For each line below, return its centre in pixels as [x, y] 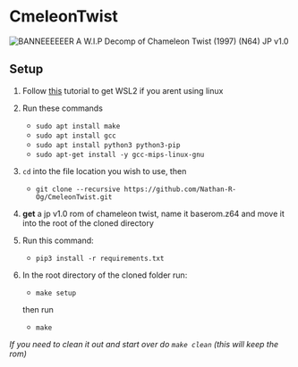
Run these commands [62, 108]
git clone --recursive [78, 189]
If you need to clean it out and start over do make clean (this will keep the [144, 344]
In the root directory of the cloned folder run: [105, 275]
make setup [56, 293]
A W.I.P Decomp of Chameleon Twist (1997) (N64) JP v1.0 [182, 41]
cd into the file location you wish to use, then [104, 171]
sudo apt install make [78, 126]
